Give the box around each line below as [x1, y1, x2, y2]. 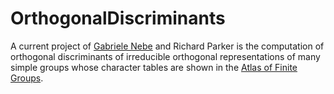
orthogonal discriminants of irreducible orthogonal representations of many [10, 50, 321, 62]
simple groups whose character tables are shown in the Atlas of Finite [10, 61, 298, 73]
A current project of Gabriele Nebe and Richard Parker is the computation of [10, 40, 325, 52]
